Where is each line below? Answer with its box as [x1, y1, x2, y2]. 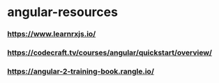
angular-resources [7, 4, 119, 20]
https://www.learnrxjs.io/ [7, 29, 96, 39]
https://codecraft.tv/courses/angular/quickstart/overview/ [7, 48, 213, 58]
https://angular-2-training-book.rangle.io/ [7, 66, 155, 76]
